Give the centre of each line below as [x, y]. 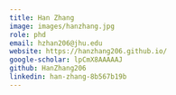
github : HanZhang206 [48, 69]
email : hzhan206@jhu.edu [56, 43]
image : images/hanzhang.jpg [62, 26]
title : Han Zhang [42, 18]
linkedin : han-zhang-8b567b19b [68, 77]
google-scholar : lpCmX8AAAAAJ [66, 60]
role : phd [28, 34]
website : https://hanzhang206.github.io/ [88, 52]
